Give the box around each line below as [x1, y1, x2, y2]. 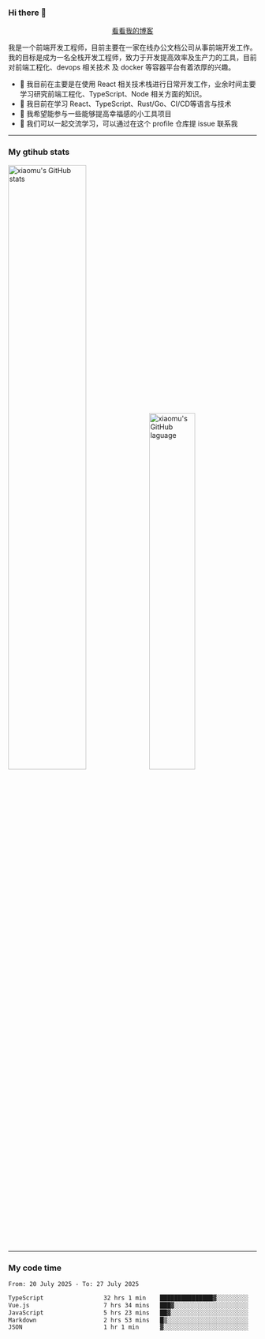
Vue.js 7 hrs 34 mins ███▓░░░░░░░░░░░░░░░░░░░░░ [8, 1301, 248, 1309]
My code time [8, 1262, 62, 1273]
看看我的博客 [111, 26, 154, 36]
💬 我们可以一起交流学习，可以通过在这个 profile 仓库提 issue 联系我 [19, 119, 238, 129]
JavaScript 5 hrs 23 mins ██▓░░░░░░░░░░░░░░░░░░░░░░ [8, 1308, 248, 1317]
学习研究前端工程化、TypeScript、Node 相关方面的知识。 [19, 89, 207, 99]
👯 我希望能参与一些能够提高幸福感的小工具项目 [19, 109, 172, 119]
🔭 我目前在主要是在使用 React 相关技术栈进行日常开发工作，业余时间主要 [19, 79, 256, 89]
